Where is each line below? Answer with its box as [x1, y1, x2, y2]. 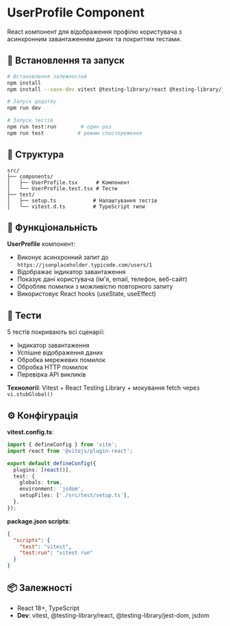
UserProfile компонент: [7, 240, 76, 248]
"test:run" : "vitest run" [19, 550, 94, 557]
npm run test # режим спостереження [7, 129, 142, 137]
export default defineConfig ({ [7, 460, 97, 467]
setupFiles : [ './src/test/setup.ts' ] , [19, 492, 130, 499]
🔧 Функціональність [7, 221, 98, 233]
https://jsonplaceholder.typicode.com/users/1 [16, 262, 153, 269]
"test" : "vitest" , [19, 543, 72, 550]
